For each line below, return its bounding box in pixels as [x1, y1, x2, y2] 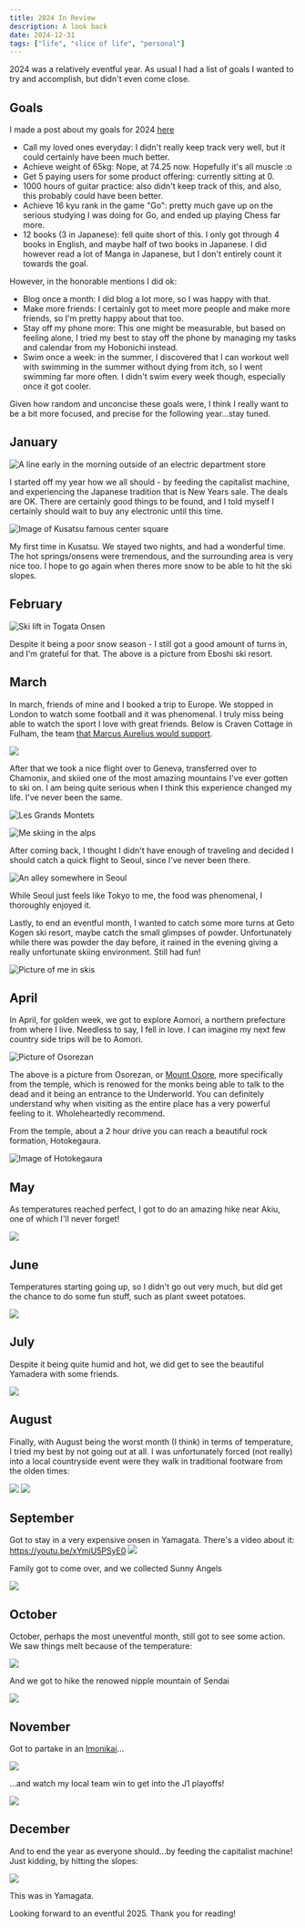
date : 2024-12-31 [9, 30, 76, 39]
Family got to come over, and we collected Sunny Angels [9, 1563, 223, 1574]
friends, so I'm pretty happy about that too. [22, 313, 184, 324]
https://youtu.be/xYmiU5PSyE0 [9, 1546, 127, 1557]
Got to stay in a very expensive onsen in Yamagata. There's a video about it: [9, 1535, 295, 1546]
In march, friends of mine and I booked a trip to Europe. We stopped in [9, 699, 274, 710]
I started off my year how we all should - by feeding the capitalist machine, [9, 476, 290, 487]
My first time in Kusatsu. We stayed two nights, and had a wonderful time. [9, 540, 286, 552]
